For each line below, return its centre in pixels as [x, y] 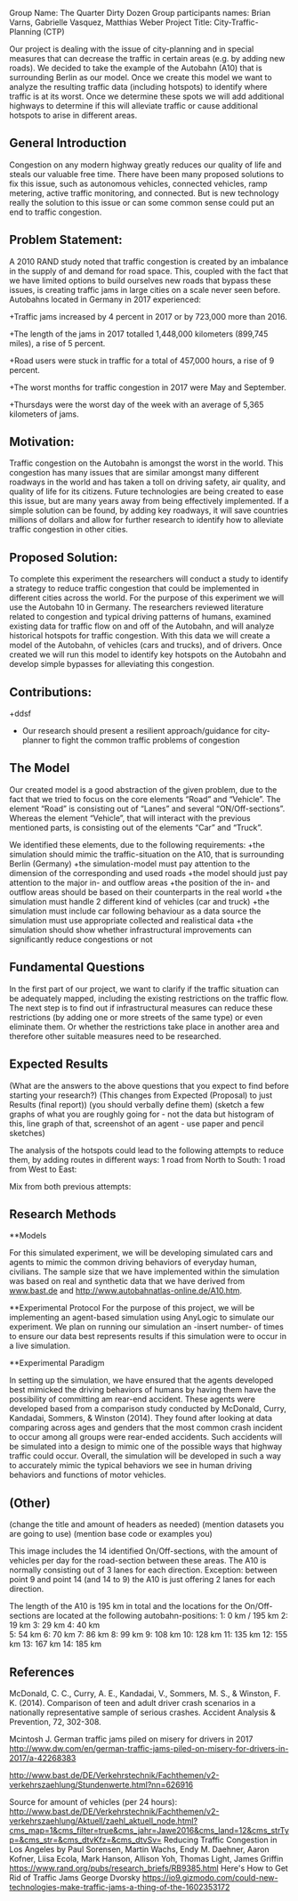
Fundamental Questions [77, 967]
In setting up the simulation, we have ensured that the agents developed [141, 1380]
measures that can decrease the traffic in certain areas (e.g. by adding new [147, 58]
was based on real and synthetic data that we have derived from [127, 1281]
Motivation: [42, 442]
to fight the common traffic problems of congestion [146, 740]
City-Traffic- [237, 22]
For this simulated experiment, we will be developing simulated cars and [141, 1253]
